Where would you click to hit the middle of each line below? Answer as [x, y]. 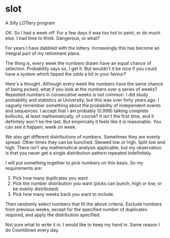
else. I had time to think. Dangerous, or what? [53, 38]
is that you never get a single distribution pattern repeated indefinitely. [79, 153]
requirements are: [24, 168]
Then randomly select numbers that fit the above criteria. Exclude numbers [84, 204]
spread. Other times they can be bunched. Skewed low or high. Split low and [85, 142]
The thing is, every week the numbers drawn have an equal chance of [78, 63]
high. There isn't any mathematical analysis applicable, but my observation [83, 147]
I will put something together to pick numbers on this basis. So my [74, 162]
